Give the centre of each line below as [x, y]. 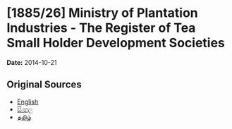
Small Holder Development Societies [116, 43]
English [28, 102]
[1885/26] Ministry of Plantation [102, 13]
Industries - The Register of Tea [101, 28]
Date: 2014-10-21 [32, 62]
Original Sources [44, 85]
